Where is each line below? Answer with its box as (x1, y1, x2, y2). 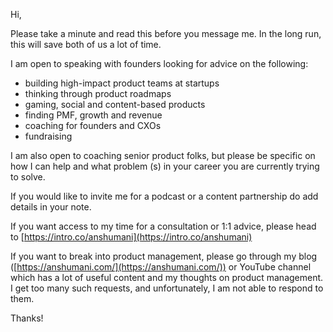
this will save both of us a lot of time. (10, 39, 162, 50)
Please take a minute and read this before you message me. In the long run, (10, 28, 322, 39)
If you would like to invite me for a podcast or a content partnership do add (10, 190, 319, 202)
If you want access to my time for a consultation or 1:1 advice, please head (10, 220, 317, 232)
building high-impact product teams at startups (24, 77, 220, 89)
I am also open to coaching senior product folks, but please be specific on (10, 150, 316, 161)
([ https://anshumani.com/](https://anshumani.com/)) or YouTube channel (10, 261, 312, 273)
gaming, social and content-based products (24, 99, 206, 110)
